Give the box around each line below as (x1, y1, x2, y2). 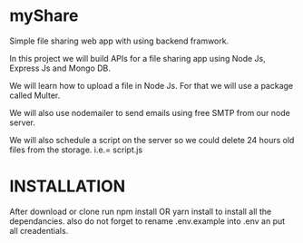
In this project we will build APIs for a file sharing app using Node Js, (9, 53, 266, 63)
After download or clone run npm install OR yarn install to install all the (9, 206, 272, 217)
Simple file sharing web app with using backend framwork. (9, 35, 230, 46)
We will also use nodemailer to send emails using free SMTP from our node (9, 107, 290, 118)
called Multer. (9, 90, 61, 101)
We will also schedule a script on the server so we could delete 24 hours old (9, 134, 295, 145)
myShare (9, 5, 79, 26)
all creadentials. (9, 225, 69, 236)
